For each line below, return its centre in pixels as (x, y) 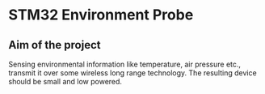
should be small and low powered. (65, 81)
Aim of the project (55, 45)
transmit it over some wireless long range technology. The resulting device (132, 73)
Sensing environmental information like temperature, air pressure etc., (124, 64)
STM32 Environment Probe (101, 15)
